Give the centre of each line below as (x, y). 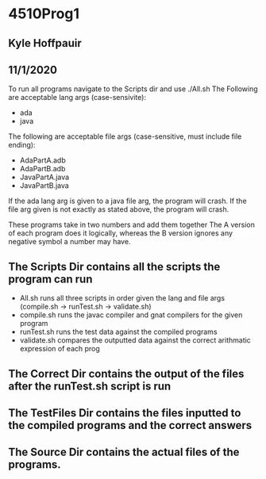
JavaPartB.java (44, 186)
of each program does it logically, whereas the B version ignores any (120, 233)
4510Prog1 (44, 14)
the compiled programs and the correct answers (130, 425)
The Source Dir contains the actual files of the (124, 452)
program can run (50, 279)
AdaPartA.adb (42, 160)
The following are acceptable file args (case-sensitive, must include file (125, 136)
